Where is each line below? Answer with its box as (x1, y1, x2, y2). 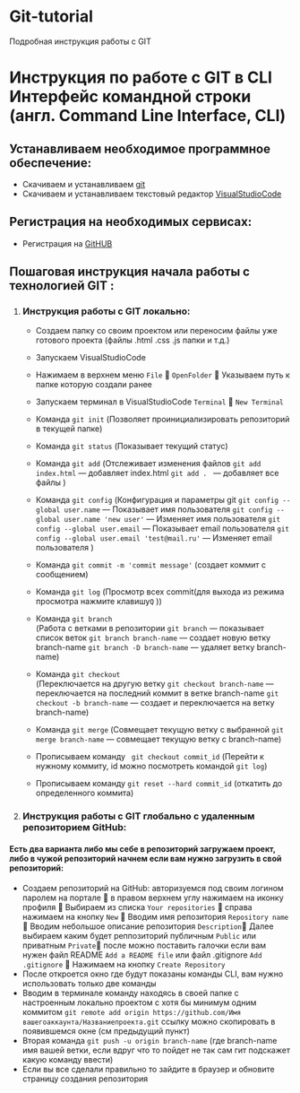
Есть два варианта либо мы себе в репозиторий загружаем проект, (9, 843, 276, 854)
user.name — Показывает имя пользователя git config (64, 504, 273, 515)
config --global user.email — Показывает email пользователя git (35, 523, 289, 534)
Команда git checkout (35, 669, 121, 680)
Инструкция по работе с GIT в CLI (9, 67, 273, 88)
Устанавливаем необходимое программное (9, 141, 271, 156)
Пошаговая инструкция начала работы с (9, 265, 251, 280)
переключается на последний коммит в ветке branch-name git (35, 688, 279, 698)
